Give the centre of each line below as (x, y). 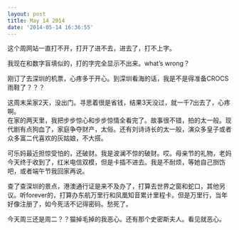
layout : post (27, 14)
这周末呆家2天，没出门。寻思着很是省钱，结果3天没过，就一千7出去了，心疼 (119, 103)
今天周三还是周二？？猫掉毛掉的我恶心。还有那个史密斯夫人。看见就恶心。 (116, 219)
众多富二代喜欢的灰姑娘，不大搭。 (57, 138)
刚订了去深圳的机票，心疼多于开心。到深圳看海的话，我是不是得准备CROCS (118, 78)
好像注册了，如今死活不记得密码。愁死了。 (70, 204)
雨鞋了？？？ (26, 88)
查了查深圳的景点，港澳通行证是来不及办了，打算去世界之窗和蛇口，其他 (113, 187)
